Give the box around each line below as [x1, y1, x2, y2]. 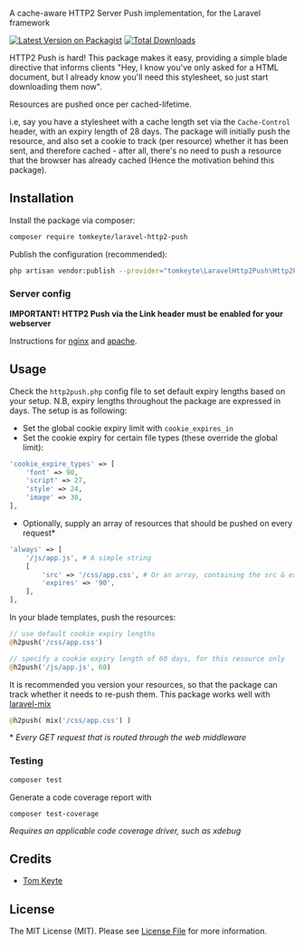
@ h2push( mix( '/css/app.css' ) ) [9, 716, 131, 725]
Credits [9, 851, 52, 866]
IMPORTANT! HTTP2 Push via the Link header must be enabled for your [9, 308, 283, 319]
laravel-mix [9, 698, 52, 709]
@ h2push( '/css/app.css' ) [9, 638, 103, 647]
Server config [9, 287, 71, 300]
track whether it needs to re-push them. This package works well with [9, 689, 271, 699]
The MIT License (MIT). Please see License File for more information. [9, 926, 267, 937]
